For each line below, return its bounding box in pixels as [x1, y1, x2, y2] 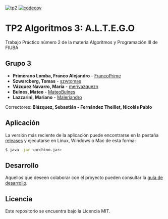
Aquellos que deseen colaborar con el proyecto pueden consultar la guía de [5, 174, 163, 181]
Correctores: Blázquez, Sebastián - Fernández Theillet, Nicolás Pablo [5, 104, 152, 110]
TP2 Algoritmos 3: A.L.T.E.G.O [5, 23, 135, 34]
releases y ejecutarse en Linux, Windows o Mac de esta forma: [5, 137, 136, 144]
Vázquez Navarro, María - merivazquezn [12, 83, 98, 90]
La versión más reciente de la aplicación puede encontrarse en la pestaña [5, 132, 159, 138]
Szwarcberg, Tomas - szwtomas [12, 78, 82, 84]
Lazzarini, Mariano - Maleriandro [12, 94, 82, 100]
